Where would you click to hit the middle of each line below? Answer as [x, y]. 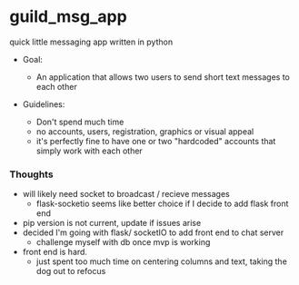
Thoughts [31, 174]
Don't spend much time [80, 122]
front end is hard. [55, 252]
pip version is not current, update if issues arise [112, 223]
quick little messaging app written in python [91, 42]
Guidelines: [44, 104]
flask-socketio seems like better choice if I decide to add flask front [162, 204]
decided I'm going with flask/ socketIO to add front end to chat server [153, 232]
